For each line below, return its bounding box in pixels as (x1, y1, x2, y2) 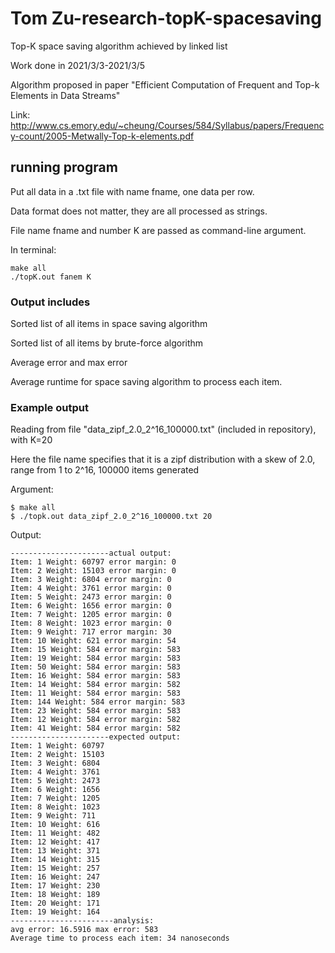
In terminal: (10, 243, 57, 256)
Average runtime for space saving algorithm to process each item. (10, 376, 283, 388)
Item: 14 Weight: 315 (10, 855, 101, 865)
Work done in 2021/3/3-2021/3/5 (10, 59, 146, 71)
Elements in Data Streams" (10, 89, 121, 101)
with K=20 (10, 434, 53, 446)
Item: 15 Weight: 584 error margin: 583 (10, 645, 182, 655)
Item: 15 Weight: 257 (10, 863, 101, 874)
